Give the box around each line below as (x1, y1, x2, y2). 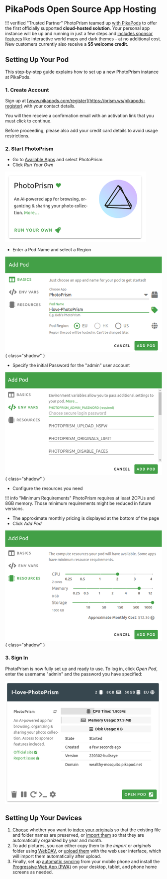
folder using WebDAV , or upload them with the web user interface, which (12, 848, 162, 854)
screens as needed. (12, 869, 53, 875)
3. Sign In (5, 654, 28, 661)
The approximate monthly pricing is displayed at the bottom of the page (12, 515, 160, 521)
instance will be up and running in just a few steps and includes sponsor (5, 30, 153, 36)
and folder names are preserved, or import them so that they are (12, 832, 144, 838)
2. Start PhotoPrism (5, 145, 54, 152)
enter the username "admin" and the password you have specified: (5, 671, 143, 677)
